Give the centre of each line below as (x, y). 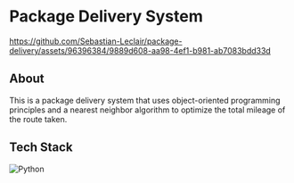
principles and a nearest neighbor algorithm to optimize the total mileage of (147, 110)
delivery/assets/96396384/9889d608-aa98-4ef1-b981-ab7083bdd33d (140, 50)
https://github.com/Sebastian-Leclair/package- (96, 41)
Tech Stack (41, 148)
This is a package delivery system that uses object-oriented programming (145, 100)
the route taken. (38, 119)
